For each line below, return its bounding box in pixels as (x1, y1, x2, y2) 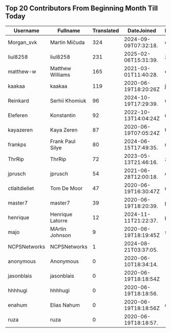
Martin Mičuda (50, 39, 85, 46)
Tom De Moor (50, 185, 83, 192)
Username (13, 27, 40, 34)
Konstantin (50, 112, 76, 119)
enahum (8, 302, 27, 309)
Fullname (58, 27, 80, 34)
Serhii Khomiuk (50, 97, 87, 104)
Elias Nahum (50, 302, 80, 309)
